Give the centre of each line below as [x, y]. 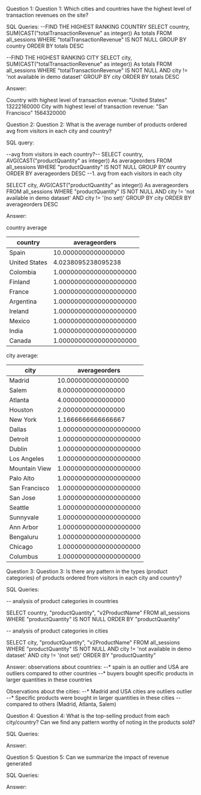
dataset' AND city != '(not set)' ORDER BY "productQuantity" [81, 655]
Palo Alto [22, 478]
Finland [19, 282]
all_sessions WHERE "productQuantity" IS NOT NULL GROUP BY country [96, 167]
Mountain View [30, 469]
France [19, 292]
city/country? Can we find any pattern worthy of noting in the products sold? [101, 722]
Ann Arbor [24, 527]
